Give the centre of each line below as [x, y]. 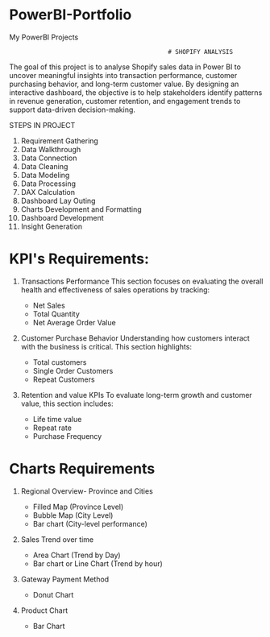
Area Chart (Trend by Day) [77, 555]
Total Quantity [56, 314]
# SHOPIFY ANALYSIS [200, 52]
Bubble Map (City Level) [73, 515]
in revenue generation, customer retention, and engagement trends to [125, 101]
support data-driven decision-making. [73, 110]
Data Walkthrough [51, 149]
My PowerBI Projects [44, 37]
